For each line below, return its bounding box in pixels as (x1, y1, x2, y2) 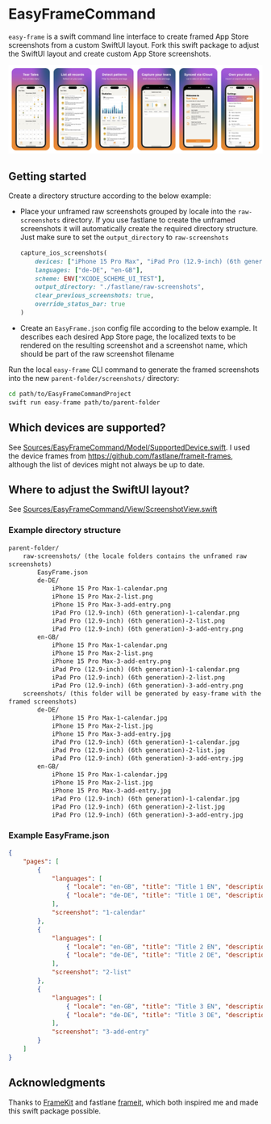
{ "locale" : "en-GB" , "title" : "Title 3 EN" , (65, 1002, 222, 1011)
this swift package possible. (8, 1105, 102, 1116)
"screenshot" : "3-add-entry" (51, 1028, 150, 1036)
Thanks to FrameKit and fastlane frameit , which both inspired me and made (8, 1097, 259, 1107)
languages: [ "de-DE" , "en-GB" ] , (35, 266, 144, 274)
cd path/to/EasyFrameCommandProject (8, 390, 131, 398)
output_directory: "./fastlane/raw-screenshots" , (35, 283, 205, 291)
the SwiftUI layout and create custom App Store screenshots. (8, 49, 211, 58)
